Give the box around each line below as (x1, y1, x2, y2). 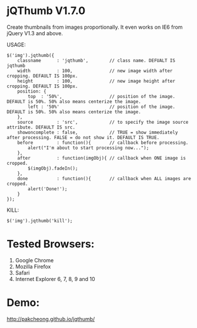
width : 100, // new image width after (17, 67, 173, 74)
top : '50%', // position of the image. (28, 93, 176, 99)
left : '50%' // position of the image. (28, 104, 176, 110)
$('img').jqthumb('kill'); (6, 218, 73, 224)
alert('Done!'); (28, 186, 68, 192)
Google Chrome (15, 256, 54, 263)
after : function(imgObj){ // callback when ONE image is (17, 155, 186, 161)
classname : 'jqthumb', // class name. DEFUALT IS (17, 58, 176, 63)
